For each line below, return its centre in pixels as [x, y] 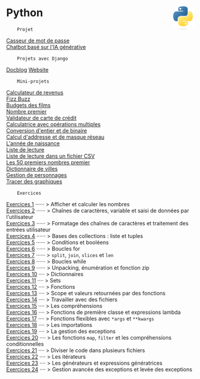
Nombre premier [26, 111]
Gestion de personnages [37, 175]
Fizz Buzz [18, 99]
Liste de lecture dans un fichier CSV [51, 156]
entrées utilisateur [28, 230]
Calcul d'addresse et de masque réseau [55, 137]
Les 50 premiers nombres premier [48, 162]
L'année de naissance [33, 143]
